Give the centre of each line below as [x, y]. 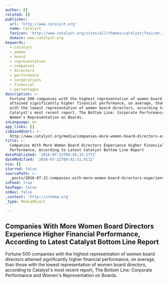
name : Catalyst [25, 29]
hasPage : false [21, 187]
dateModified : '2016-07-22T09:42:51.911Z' [50, 159]
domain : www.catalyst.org [37, 38]
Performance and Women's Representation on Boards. [61, 275]
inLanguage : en [21, 122]
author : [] [16, 10]
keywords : [15, 43]
